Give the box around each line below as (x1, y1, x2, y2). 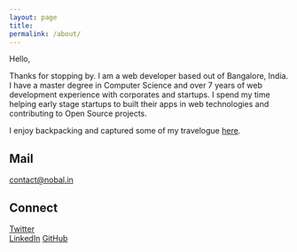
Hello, (9, 54, 31, 65)
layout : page (9, 12, 58, 22)
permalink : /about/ (9, 29, 82, 38)
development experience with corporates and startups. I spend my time (9, 89, 270, 100)
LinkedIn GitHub (9, 233, 68, 243)
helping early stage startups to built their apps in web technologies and (9, 99, 270, 110)
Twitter (9, 224, 35, 234)
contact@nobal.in (9, 174, 74, 186)
